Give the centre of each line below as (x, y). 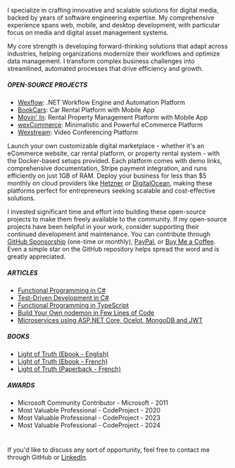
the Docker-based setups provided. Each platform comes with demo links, (115, 160)
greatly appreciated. (37, 256)
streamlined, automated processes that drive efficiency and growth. (106, 69)
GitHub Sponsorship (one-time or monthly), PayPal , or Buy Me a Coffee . (112, 241)
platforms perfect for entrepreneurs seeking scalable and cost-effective (112, 190)
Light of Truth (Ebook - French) (63, 361)
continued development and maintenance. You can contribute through (109, 234)
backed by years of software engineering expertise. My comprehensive (111, 18)
